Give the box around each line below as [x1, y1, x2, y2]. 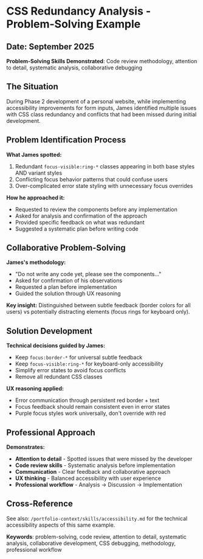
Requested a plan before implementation [15, 283, 117, 291]
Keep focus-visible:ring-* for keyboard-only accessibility [15, 360, 163, 367]
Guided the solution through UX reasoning [15, 290, 121, 297]
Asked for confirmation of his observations [15, 277, 123, 284]
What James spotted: [6, 151, 62, 158]
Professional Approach [6, 427, 95, 437]
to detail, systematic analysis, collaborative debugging [6, 64, 143, 71]
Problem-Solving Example [6, 17, 141, 31]
